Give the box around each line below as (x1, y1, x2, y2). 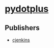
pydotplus (5, 3, 49, 15)
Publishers (5, 23, 40, 32)
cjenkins (12, 37, 30, 43)
